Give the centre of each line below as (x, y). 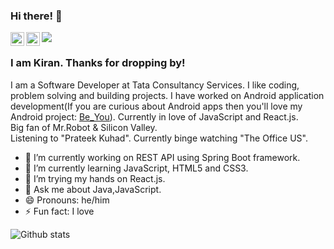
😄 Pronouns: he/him (67, 200)
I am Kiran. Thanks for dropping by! (98, 63)
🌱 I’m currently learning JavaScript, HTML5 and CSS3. (136, 168)
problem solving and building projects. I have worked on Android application (167, 95)
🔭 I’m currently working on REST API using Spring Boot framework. (162, 157)
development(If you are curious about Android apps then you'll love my (156, 106)
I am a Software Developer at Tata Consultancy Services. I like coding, (155, 85)
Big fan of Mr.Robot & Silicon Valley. (84, 127)
